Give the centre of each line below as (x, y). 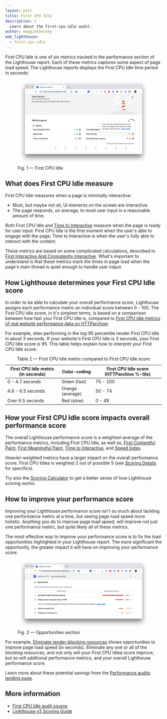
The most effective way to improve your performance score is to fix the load (83, 537)
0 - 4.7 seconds (24, 381)
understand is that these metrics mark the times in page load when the (78, 261)
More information (33, 694)
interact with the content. (31, 241)
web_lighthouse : (22, 37)
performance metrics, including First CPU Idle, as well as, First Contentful (80, 443)
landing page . (19, 678)
